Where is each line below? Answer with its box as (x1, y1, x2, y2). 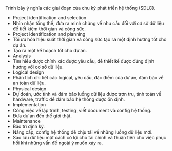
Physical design (12, 85, 47, 92)
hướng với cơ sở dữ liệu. (12, 64, 64, 70)
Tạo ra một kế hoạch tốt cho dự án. (12, 48, 87, 53)
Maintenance (12, 118, 41, 124)
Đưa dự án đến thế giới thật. (12, 113, 72, 119)
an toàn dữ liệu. (12, 80, 46, 86)
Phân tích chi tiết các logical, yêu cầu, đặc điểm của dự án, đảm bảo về (12, 75, 164, 80)
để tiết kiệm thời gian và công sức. (12, 26, 86, 32)
